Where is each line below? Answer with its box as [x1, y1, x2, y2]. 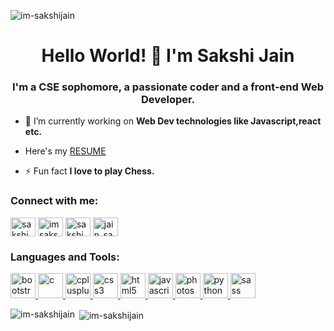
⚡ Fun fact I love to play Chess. [24, 165, 155, 177]
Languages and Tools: [10, 250, 120, 264]
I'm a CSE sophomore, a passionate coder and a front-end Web [12, 80, 324, 94]
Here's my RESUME [24, 145, 107, 157]
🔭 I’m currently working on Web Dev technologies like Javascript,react [24, 115, 322, 127]
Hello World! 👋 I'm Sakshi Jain [41, 45, 295, 67]
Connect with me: [10, 194, 99, 208]
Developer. [140, 93, 196, 107]
